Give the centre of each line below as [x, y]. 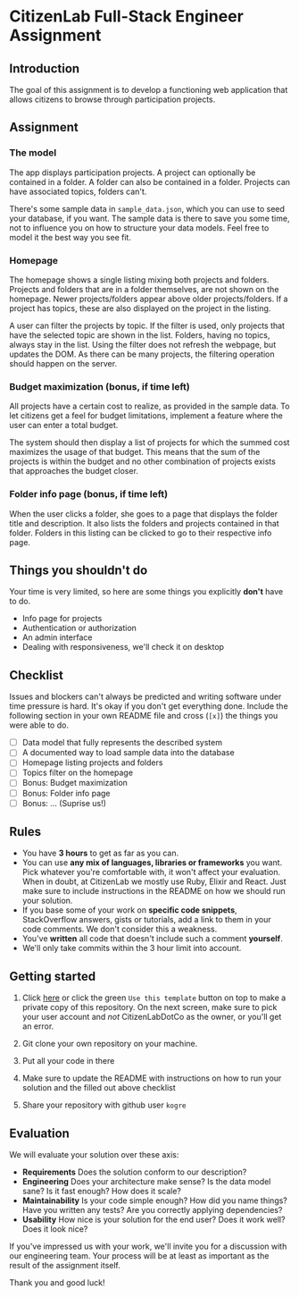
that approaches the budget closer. [74, 471]
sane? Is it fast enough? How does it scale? [101, 1192]
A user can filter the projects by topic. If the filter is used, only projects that [147, 325]
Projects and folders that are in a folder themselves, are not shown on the [144, 289]
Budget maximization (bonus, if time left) [100, 386]
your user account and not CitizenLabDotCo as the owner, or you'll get [152, 1017]
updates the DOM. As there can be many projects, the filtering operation [142, 354]
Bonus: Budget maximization [75, 783]
